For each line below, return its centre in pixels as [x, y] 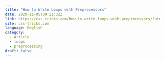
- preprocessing [26, 46]
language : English [24, 28]
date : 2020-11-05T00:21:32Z [34, 14]
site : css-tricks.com [27, 23]
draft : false [18, 51]
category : [15, 32]
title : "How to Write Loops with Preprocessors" [56, 10]
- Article [19, 37]
